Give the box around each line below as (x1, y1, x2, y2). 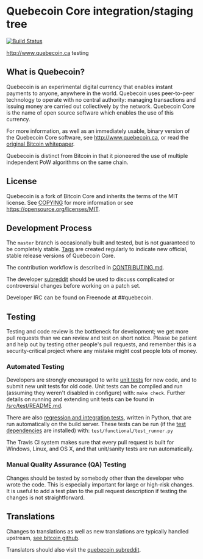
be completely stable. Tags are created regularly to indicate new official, (6, 246, 188, 253)
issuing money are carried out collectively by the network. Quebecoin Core (6, 102, 195, 110)
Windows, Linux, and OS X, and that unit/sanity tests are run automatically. (6, 445, 194, 452)
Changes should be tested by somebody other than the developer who (6, 474, 184, 482)
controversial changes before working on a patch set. (6, 282, 141, 290)
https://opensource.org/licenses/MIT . (6, 205, 101, 213)
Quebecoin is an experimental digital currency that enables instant (6, 83, 173, 90)
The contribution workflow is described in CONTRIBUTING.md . (6, 264, 165, 271)
